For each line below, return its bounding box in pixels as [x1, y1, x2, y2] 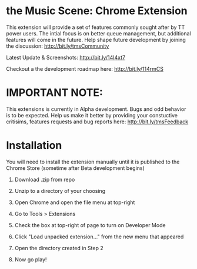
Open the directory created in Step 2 [14, 244, 104, 251]
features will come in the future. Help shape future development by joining [6, 36, 186, 43]
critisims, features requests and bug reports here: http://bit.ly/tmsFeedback [6, 118, 189, 125]
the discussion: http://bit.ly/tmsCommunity [6, 42, 109, 50]
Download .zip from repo [14, 176, 75, 183]
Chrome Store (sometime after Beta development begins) [6, 164, 145, 172]
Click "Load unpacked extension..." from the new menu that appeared [14, 233, 184, 240]
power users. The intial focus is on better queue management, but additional [6, 29, 191, 37]
